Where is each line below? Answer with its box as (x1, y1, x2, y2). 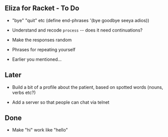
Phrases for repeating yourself (12, 46, 76, 52)
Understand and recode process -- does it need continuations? (12, 27, 143, 33)
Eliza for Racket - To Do (5, 4, 79, 13)
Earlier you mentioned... (12, 56, 62, 62)
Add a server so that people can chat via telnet (12, 99, 109, 105)
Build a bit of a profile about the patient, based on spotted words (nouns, (12, 84, 163, 90)
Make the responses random (12, 37, 72, 43)
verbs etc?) (12, 89, 36, 95)
